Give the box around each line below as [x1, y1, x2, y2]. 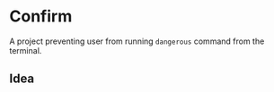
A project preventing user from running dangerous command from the [9, 36, 265, 46]
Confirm [9, 6, 73, 27]
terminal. [9, 45, 42, 55]
